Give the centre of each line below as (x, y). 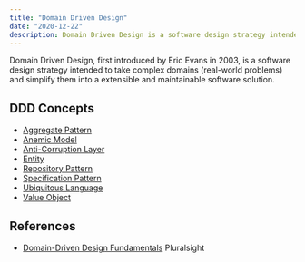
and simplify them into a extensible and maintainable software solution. (142, 80)
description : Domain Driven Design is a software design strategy (138, 34)
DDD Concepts (52, 108)
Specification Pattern (62, 179)
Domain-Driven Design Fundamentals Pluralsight (113, 247)
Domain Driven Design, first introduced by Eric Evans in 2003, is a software (150, 61)
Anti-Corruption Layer (64, 150)
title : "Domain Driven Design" (69, 18)
